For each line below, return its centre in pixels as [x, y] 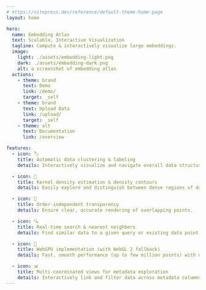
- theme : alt [34, 126]
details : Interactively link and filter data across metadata [98, 277]
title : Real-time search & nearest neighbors [77, 227]
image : [20, 52]
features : [19, 148]
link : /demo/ [39, 92]
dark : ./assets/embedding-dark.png [63, 63]
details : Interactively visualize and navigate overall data [97, 165]
